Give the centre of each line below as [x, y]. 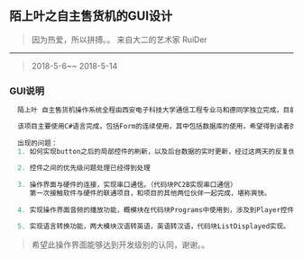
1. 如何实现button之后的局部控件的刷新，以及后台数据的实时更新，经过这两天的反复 [153, 151]
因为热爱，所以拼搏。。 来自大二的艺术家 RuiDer [119, 40]
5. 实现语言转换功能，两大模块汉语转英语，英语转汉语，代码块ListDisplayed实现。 [154, 227]
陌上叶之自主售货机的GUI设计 [91, 16]
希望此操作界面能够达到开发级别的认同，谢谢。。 [120, 245]
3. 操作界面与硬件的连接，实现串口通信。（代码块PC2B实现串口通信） [127, 185]
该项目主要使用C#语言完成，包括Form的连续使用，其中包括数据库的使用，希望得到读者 [154, 126]
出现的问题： [38, 143]
